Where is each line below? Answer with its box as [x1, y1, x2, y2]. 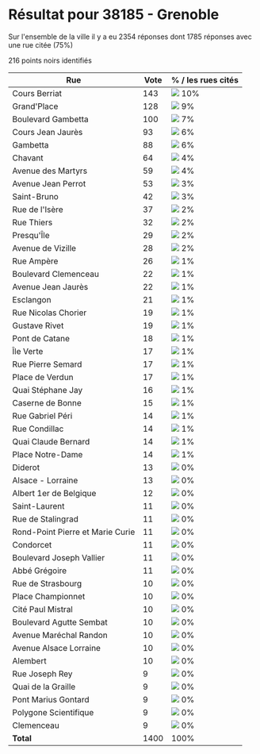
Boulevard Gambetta [12, 113, 89, 125]
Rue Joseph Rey [12, 668, 73, 679]
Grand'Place [12, 101, 59, 112]
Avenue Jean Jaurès [12, 281, 89, 292]
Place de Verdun [12, 371, 74, 383]
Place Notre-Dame [12, 448, 83, 460]
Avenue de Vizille [12, 242, 77, 253]
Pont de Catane [12, 333, 70, 344]
